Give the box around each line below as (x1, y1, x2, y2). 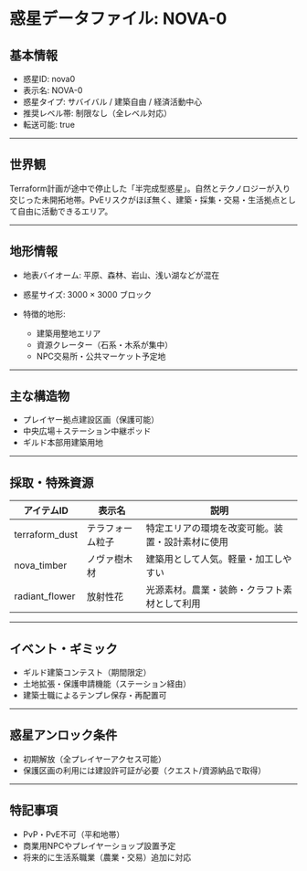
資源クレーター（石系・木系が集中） (36, 339, 174, 350)
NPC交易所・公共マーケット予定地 (36, 351, 166, 362)
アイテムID (23, 504, 69, 517)
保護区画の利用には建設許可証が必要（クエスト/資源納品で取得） (22, 764, 267, 776)
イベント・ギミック (9, 641, 118, 656)
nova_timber (14, 559, 68, 572)
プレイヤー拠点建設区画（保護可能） (22, 415, 160, 425)
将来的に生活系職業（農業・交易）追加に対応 (22, 851, 192, 863)
